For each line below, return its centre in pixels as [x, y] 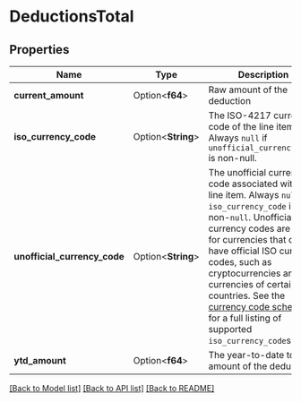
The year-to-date [246, 355]
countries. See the [246, 295]
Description [263, 75]
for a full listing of [245, 318]
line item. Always [244, 195]
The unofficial [237, 172]
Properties [39, 50]
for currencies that [247, 239]
